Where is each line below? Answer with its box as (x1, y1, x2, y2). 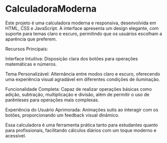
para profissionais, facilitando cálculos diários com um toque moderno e (5, 127, 156, 133)
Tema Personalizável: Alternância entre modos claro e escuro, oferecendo (5, 70, 160, 77)
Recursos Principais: (5, 46, 48, 52)
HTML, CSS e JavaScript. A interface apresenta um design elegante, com (5, 25, 159, 31)
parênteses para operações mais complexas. (5, 97, 99, 103)
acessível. (5, 132, 26, 138)
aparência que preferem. (5, 36, 57, 42)
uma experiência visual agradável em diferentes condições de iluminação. (5, 76, 160, 82)
